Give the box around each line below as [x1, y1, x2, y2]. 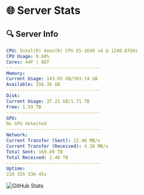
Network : [6, 132, 28, 138]
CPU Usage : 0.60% [6, 53, 50, 59]
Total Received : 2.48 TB [6, 155, 68, 161]
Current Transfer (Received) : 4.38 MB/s [6, 143, 109, 149]
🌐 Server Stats [6, 4, 81, 18]
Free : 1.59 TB [6, 104, 42, 110]
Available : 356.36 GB [6, 82, 61, 88]
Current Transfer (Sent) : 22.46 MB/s [6, 138, 101, 144]
